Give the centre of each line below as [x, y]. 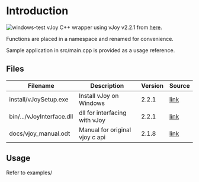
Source [179, 85]
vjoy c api [92, 137]
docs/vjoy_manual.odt [40, 133]
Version [153, 85]
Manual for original [105, 130]
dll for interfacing [103, 113]
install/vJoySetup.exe [39, 99]
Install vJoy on [99, 95]
